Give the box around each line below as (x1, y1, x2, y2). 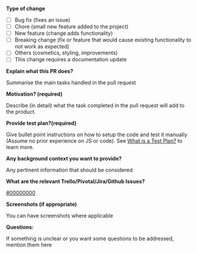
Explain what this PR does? (6, 68, 74, 75)
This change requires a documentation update (14, 56, 127, 63)
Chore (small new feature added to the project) (14, 23, 129, 30)
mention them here (6, 241, 52, 248)
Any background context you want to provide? (6, 155, 122, 162)
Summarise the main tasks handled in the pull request (6, 79, 136, 86)
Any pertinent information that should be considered (6, 166, 133, 173)
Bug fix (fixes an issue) (14, 17, 71, 23)
